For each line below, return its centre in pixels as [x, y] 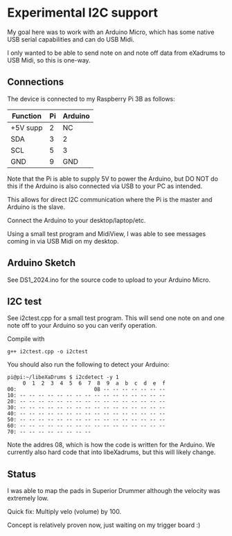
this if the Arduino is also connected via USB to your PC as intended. [105, 186]
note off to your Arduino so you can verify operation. [82, 326]
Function [26, 116]
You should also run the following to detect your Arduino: [88, 365]
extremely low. [28, 499]
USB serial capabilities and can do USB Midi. [71, 39]
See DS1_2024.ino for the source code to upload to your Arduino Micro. [109, 280]
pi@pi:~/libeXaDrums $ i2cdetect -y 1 [63, 377]
